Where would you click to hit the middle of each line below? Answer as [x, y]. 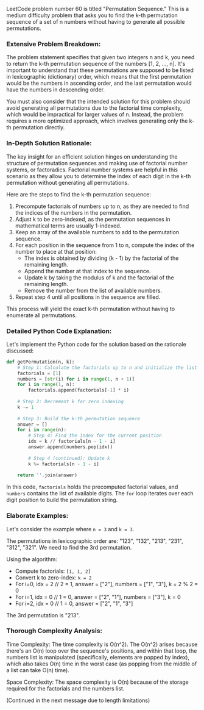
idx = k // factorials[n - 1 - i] [72, 442]
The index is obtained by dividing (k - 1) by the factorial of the [101, 258]
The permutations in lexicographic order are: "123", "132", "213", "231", [95, 541]
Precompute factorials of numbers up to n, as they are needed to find [102, 206]
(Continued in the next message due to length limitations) [78, 700]
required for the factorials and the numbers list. [65, 688]
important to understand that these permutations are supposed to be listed [100, 70]
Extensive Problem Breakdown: [54, 44]
